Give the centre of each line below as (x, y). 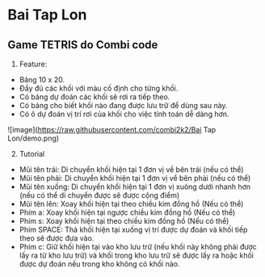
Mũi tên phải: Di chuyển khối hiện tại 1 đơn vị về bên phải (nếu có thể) (135, 178)
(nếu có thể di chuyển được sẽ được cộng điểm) (99, 195)
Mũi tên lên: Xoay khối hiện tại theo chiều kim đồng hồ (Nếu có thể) (131, 204)
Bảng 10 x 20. (42, 80)
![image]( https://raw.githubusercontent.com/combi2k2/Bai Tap (112, 130)
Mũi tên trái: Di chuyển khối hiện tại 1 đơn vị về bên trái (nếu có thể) (131, 170)
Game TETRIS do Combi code (83, 45)
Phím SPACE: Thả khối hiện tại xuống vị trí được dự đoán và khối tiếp (133, 229)
